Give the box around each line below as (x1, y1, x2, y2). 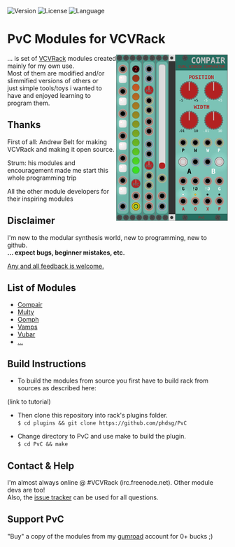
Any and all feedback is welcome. (7, 262, 104, 270)
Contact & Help (7, 460, 75, 471)
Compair (17, 301, 43, 309)
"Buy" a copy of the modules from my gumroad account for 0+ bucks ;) (7, 532, 213, 540)
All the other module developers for (7, 187, 110, 195)
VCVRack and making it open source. (7, 145, 115, 153)
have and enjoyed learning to (7, 91, 91, 99)
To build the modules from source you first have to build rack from (17, 376, 208, 385)
